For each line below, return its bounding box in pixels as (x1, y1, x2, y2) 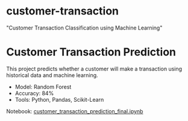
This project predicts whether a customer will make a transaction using (6, 65, 183, 72)
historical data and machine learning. (6, 71, 98, 79)
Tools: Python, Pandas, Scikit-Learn (14, 96, 104, 103)
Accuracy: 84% (14, 89, 54, 97)
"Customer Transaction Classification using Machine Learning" (6, 24, 163, 31)
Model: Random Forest (14, 83, 72, 90)
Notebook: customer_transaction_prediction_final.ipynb (6, 107, 143, 115)
